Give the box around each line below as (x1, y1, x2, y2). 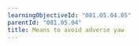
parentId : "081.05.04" (7, 19, 82, 27)
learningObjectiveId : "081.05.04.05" (7, 11, 132, 19)
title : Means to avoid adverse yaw (7, 26, 125, 34)
